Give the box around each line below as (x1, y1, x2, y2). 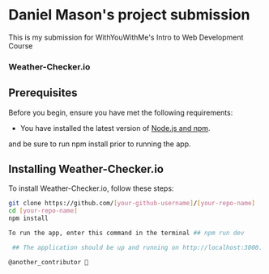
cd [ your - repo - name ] (8, 207, 79, 215)
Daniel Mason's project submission (8, 6, 250, 24)
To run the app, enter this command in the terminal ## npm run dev (8, 229, 245, 238)
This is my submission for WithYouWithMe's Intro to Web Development (8, 32, 244, 42)
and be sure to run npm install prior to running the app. (8, 139, 192, 149)
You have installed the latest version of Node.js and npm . (19, 123, 211, 133)
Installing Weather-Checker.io (8, 162, 164, 176)
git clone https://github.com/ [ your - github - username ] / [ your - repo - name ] (8, 200, 255, 208)
